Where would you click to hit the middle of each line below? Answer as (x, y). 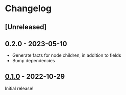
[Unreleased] (26, 27)
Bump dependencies (34, 61)
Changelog (28, 9)
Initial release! (19, 88)
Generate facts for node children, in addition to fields (66, 55)
